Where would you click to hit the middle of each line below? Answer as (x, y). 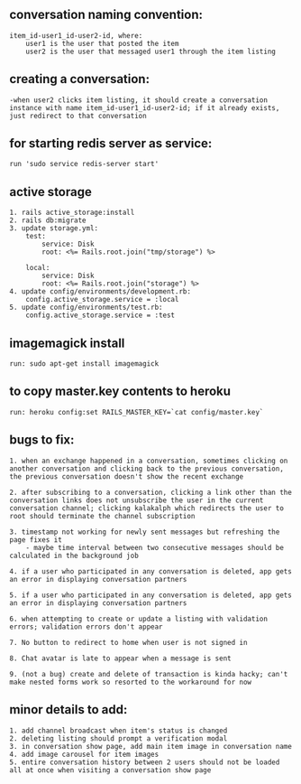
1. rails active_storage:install (72, 213)
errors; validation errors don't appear (87, 627)
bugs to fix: (42, 440)
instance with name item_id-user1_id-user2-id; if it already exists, (145, 107)
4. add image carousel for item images (84, 754)
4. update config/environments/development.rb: (100, 292)
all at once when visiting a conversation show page (110, 770)
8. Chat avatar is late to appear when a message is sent (120, 658)
